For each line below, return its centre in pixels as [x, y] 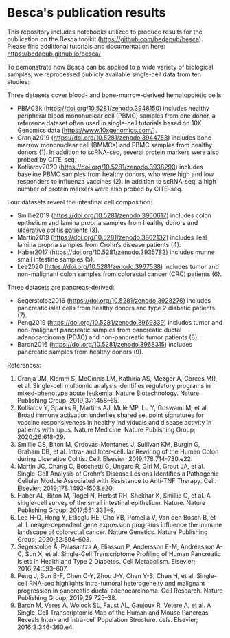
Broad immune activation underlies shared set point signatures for [111, 415]
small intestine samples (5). [56, 259]
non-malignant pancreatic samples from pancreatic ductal [99, 330]
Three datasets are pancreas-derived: [61, 287]
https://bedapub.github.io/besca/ [54, 54]
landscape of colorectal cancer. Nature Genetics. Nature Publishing [112, 532]
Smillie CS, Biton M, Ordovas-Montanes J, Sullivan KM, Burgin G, [108, 444]
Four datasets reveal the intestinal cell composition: [80, 202]
